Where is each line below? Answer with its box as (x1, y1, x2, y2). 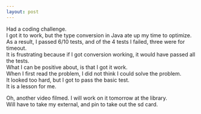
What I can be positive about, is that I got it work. (6, 64, 128, 71)
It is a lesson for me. (6, 82, 57, 90)
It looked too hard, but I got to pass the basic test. (6, 76, 130, 83)
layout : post (6, 8, 39, 15)
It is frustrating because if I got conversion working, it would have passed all (6, 50, 196, 58)
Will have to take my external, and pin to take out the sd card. (6, 100, 158, 108)
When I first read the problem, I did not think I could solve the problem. (6, 70, 182, 77)
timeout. (6, 44, 27, 52)
